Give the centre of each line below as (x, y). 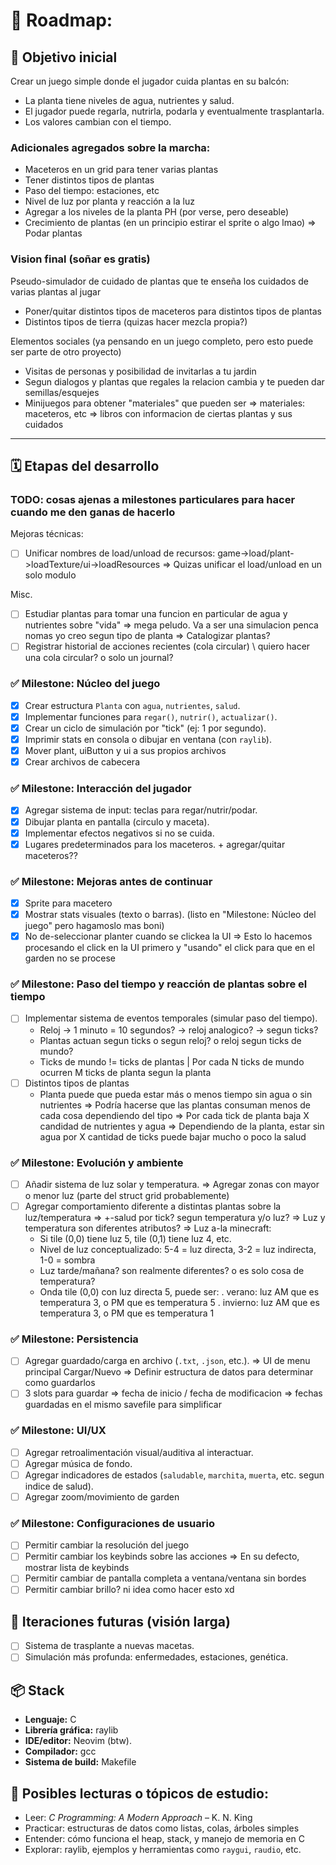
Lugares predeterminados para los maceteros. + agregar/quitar (155, 844)
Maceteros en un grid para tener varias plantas (121, 170)
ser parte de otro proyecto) (66, 351)
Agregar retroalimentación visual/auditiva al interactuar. (139, 1452)
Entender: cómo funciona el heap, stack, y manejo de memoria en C (164, 1839)
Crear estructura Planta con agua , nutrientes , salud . (132, 705)
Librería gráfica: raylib (71, 1730)
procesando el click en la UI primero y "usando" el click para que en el (169, 948)
